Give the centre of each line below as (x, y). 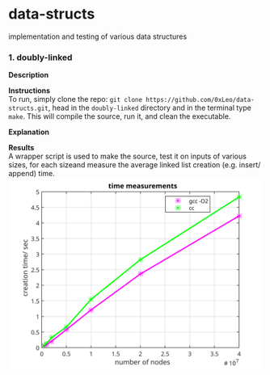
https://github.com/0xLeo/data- (200, 100)
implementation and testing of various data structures (98, 36)
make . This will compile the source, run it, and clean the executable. (120, 116)
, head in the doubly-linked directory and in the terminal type (150, 108)
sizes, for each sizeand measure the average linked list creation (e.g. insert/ (135, 165)
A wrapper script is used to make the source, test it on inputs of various (127, 156)
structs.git (28, 109)
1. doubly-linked (40, 57)
